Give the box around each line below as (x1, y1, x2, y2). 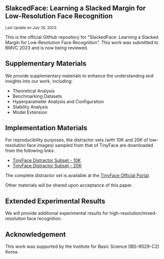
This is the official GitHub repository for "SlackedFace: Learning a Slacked (5, 34, 158, 40)
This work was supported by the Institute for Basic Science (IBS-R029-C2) (5, 243, 159, 249)
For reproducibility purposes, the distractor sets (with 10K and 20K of (5, 137, 148, 143)
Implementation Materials (5, 124, 88, 132)
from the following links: (5, 148, 55, 154)
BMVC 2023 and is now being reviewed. (5, 45, 88, 51)
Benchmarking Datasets (12, 93, 63, 99)
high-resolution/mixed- (109, 210, 157, 216)
